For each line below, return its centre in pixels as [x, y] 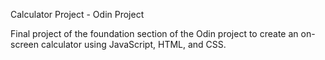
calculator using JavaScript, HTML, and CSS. [133, 44]
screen [25, 44]
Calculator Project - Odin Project [77, 14]
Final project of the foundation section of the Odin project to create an [154, 33]
